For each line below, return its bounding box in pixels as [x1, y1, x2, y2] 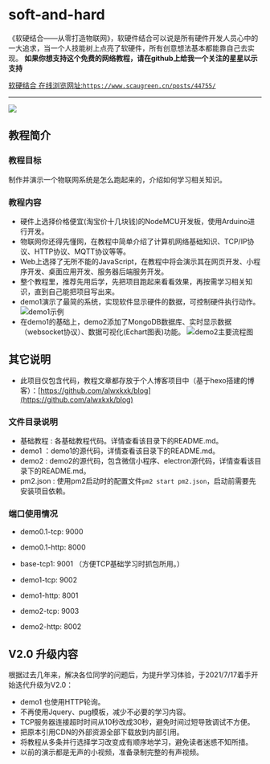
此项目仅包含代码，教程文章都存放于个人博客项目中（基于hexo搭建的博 [19, 375, 255, 385]
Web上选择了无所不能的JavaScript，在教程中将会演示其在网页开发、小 [19, 256, 254, 266]
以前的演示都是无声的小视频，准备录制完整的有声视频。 [19, 747, 203, 757]
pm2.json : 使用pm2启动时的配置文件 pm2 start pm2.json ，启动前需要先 [19, 476, 256, 486]
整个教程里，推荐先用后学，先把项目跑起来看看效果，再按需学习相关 [19, 276, 246, 286]
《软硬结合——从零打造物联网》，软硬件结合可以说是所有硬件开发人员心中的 [8, 33, 259, 43]
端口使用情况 [8, 508, 59, 519]
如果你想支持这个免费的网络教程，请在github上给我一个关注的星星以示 [23, 53, 258, 63]
